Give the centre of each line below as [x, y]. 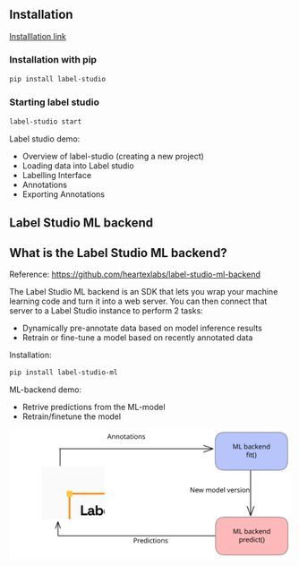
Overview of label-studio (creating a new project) [113, 157]
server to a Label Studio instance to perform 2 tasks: [106, 311]
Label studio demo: [45, 139]
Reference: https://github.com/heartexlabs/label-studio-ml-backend [135, 274]
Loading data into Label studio [78, 166]
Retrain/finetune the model [72, 416]
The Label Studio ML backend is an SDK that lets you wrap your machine [144, 292]
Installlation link [38, 36]
